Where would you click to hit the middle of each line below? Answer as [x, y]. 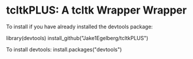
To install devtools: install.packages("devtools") [64, 49]
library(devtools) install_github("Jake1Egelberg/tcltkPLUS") [77, 38]
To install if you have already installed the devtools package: [80, 27]
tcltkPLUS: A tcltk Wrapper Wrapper [97, 10]
